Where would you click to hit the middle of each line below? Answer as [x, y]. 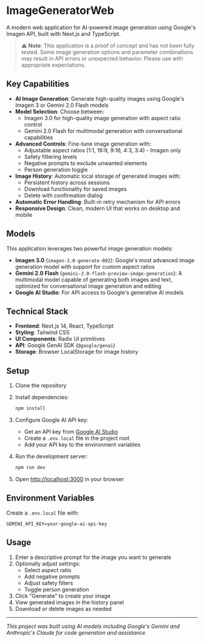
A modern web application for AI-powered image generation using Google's [101, 27]
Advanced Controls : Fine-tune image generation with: [83, 144]
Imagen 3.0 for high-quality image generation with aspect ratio [102, 118]
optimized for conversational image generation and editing [88, 286]
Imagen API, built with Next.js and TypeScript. [64, 33]
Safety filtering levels [51, 157]
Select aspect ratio [48, 570]
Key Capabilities [38, 84]
